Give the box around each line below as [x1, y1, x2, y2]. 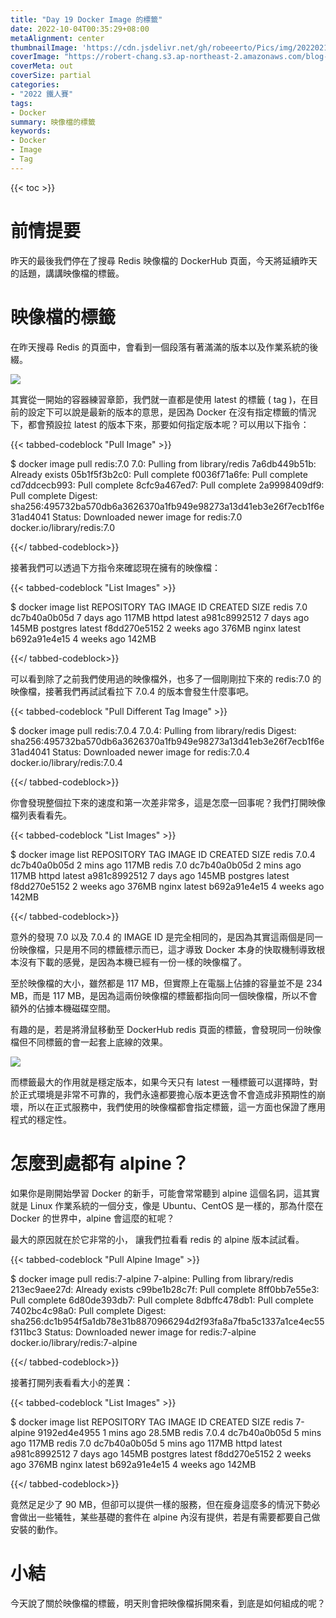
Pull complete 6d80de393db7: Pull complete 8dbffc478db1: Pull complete [10, 1294, 314, 1306]
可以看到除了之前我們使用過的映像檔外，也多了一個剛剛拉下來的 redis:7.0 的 [10, 672, 322, 685]
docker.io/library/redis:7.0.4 [10, 756, 123, 768]
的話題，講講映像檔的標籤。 [10, 267, 125, 279]
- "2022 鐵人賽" [10, 89, 74, 99]
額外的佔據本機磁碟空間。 [10, 1002, 116, 1014]
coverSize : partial [10, 71, 92, 81]
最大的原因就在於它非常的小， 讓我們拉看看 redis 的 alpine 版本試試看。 [10, 1233, 305, 1245]
